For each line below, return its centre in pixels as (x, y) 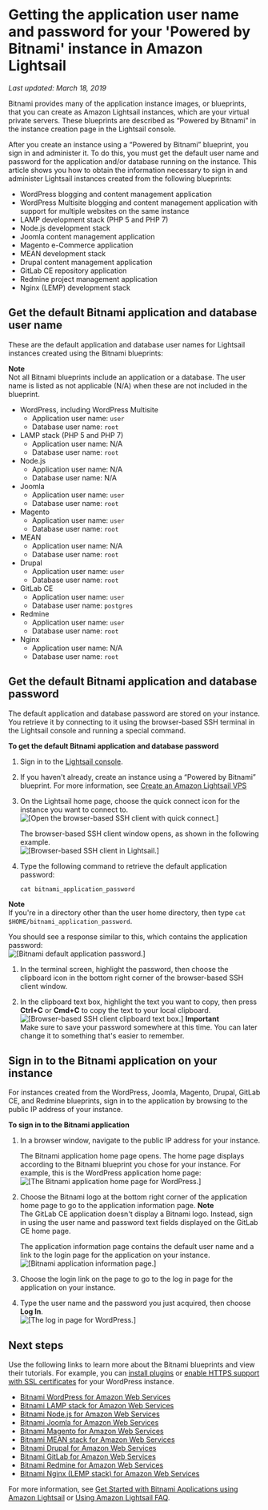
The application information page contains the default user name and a (137, 1247)
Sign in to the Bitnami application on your (113, 1060)
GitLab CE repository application (73, 271)
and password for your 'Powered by (129, 32)
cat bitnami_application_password (77, 889)
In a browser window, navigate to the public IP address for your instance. (140, 1141)
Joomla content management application (87, 236)
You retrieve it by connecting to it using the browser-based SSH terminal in (132, 721)
